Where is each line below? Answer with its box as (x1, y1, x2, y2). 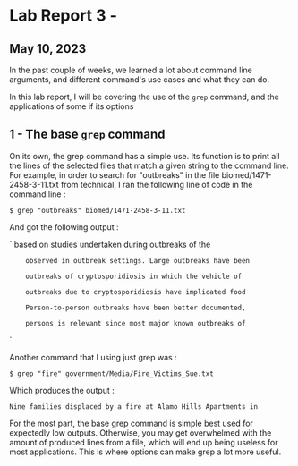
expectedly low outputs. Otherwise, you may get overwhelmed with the (9, 427, 272, 438)
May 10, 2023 (9, 41, 87, 56)
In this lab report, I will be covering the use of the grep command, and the (9, 91, 279, 102)
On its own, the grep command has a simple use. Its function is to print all (9, 150, 280, 161)
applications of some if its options (9, 101, 134, 112)
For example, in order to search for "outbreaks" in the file (9, 169, 220, 180)
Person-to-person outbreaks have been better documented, (25, 303, 246, 312)
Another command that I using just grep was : (9, 352, 177, 362)
